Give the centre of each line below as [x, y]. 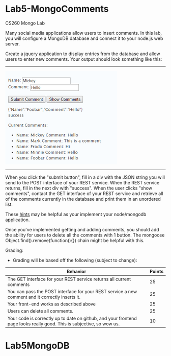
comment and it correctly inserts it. [44, 297]
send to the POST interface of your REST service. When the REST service [82, 182]
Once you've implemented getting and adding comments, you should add [82, 229]
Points [157, 272]
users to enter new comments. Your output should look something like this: [84, 59]
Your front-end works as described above [51, 304]
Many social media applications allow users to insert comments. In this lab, [83, 33]
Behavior [77, 272]
